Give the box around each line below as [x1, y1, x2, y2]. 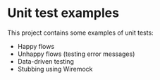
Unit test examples [7, 5, 120, 21]
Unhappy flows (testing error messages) [17, 50, 135, 58]
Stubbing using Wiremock [17, 64, 93, 73]
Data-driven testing [17, 57, 74, 65]
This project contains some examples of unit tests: [7, 28, 154, 37]
